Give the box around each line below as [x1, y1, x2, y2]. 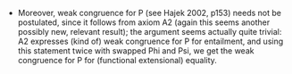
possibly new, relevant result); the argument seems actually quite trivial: [17, 27, 282, 37]
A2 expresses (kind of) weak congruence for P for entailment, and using [17, 36, 284, 46]
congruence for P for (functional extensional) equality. [17, 55, 217, 65]
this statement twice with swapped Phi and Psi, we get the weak [17, 45, 254, 56]
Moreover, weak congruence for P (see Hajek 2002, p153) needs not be [17, 8, 281, 18]
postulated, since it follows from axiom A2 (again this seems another [17, 17, 271, 28]
